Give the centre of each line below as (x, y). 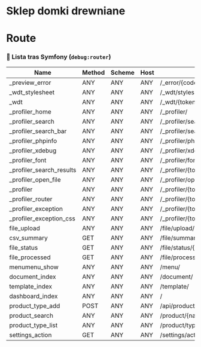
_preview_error (30, 82)
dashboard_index (33, 296)
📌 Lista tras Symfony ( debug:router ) (59, 57)
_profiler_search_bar (38, 131)
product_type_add (35, 306)
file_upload (25, 228)
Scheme (122, 72)
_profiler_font (28, 160)
